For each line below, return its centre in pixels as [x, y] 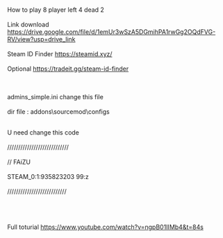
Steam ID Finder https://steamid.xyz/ [60, 54]
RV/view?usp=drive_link [41, 39]
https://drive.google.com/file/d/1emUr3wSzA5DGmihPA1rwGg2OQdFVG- [111, 32]
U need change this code [43, 133]
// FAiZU [19, 162]
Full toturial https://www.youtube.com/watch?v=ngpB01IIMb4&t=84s [105, 227]
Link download [28, 24]
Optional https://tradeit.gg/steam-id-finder [68, 69]
